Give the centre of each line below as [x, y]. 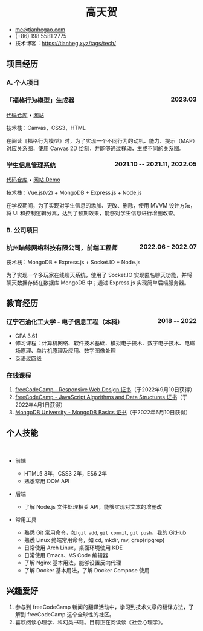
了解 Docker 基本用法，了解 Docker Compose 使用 [87, 570]
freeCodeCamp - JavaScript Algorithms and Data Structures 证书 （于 [101, 397]
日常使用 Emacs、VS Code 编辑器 [66, 555]
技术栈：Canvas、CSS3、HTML [46, 128]
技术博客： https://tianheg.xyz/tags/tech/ [66, 43]
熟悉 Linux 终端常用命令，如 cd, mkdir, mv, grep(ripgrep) [94, 540]
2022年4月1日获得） [40, 405]
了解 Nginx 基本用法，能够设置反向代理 [72, 563]
